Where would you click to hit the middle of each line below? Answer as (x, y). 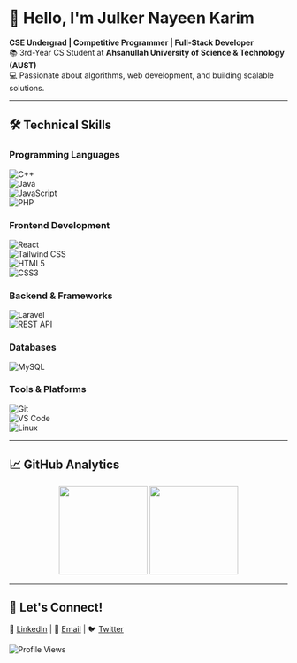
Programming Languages (65, 155)
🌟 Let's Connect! (56, 608)
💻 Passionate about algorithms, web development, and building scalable (141, 75)
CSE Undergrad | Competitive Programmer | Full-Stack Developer (132, 42)
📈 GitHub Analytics (65, 465)
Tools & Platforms (48, 389)
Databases (33, 347)
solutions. (27, 88)
